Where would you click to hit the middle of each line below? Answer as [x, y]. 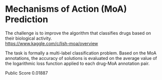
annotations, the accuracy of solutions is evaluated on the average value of [81, 58]
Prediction [27, 19]
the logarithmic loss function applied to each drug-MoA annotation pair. [77, 63]
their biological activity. [29, 38]
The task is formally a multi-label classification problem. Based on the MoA [81, 53]
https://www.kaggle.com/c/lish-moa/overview [52, 43]
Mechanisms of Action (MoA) [66, 9]
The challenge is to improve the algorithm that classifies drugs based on [78, 33]
